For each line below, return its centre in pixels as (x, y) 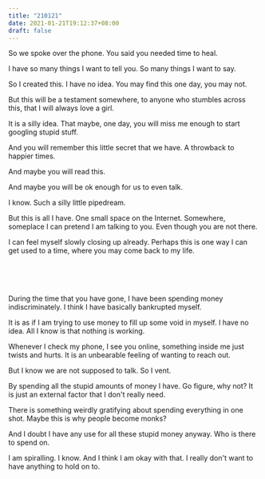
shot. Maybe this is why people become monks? (87, 419)
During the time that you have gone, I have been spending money (116, 299)
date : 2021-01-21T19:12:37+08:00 (64, 23)
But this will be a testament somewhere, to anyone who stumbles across (127, 100)
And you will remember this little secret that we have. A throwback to (121, 148)
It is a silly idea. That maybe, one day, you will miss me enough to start (125, 124)
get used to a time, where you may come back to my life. (101, 251)
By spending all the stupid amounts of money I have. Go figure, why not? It (131, 386)
